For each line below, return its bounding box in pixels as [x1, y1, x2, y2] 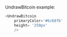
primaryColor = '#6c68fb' [14, 18, 64, 23]
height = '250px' [14, 23, 48, 28]
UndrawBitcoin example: [5, 4, 56, 10]
